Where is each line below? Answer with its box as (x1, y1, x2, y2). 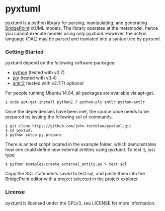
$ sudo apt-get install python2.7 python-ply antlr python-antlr (5, 100, 145, 105)
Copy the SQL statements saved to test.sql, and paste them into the (5, 171, 145, 177)
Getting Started (5, 48, 44, 55)
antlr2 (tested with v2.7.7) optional (12, 80, 84, 86)
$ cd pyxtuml (5, 128, 33, 133)
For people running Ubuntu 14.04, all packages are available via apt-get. (5, 90, 154, 96)
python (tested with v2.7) (12, 69, 65, 76)
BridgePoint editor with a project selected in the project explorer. (5, 176, 139, 182)
